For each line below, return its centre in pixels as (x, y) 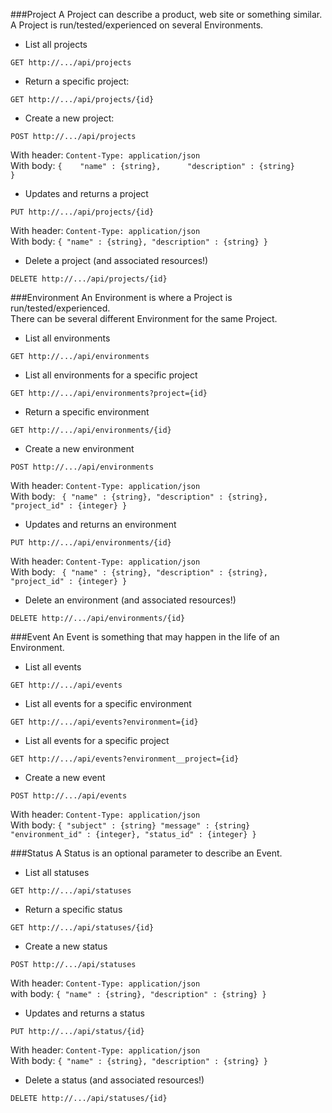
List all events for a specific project (97, 740)
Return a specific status (73, 909)
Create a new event (65, 777)
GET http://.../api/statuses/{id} (82, 928)
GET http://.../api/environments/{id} (91, 430)
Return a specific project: (77, 81)
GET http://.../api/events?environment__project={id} (125, 759)
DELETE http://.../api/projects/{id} (89, 279)
